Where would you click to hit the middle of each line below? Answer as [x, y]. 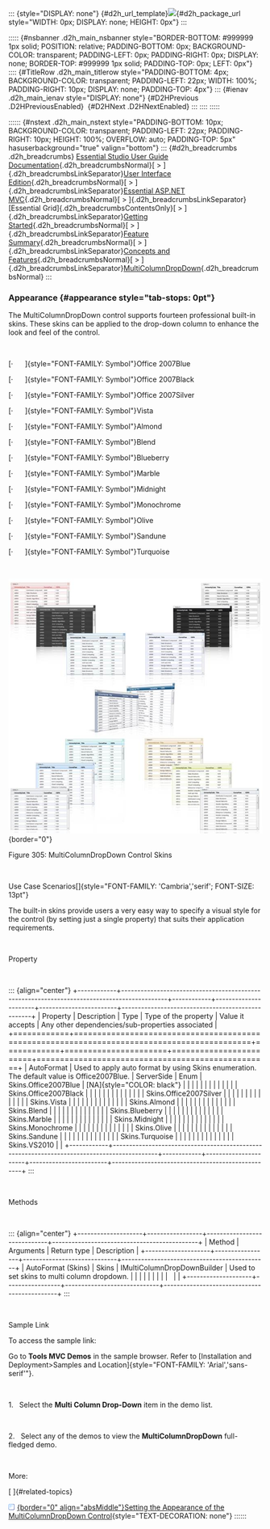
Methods [23, 1202]
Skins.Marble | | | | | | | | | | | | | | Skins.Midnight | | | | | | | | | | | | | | [116, 1119]
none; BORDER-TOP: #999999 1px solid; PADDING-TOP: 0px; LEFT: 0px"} [131, 63]
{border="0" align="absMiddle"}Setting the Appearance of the [121, 1507]
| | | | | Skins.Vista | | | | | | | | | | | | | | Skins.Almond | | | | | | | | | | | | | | [122, 1102]
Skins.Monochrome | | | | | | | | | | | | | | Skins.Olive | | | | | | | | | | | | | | [120, 1128]
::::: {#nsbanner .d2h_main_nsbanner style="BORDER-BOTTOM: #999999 [131, 38]
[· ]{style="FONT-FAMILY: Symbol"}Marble [84, 474]
